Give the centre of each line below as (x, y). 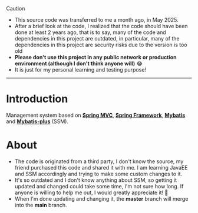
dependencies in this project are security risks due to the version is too (101, 45)
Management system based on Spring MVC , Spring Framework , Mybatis (96, 115)
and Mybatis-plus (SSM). (37, 121)
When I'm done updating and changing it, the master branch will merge (101, 198)
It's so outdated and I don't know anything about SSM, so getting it (96, 180)
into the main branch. (41, 205)
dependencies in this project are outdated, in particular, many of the (97, 38)
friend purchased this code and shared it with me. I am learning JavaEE (101, 167)
